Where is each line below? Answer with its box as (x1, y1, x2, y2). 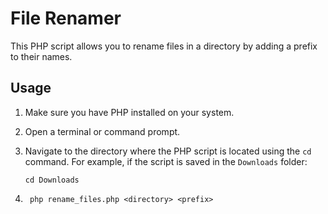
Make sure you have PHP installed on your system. (24, 106, 235, 118)
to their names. (10, 50, 73, 62)
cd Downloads (24, 175, 80, 185)
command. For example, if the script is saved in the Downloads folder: (24, 155, 308, 167)
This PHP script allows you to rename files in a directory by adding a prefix (10, 40, 318, 52)
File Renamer (10, 7, 122, 30)
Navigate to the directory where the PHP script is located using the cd (24, 145, 312, 157)
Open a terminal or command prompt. (24, 125, 181, 137)
